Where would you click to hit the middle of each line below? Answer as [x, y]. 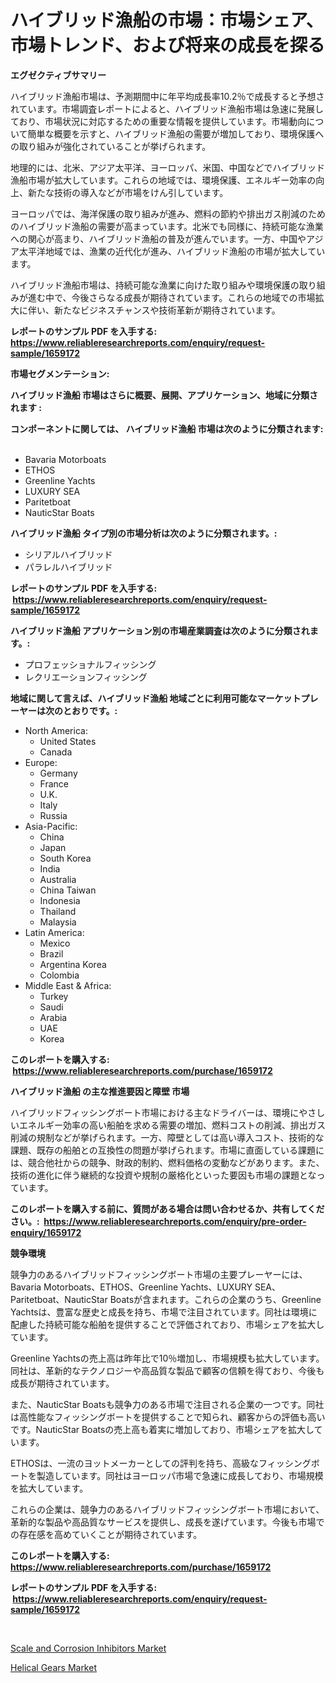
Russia [53, 815]
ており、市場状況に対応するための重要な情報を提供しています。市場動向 [158, 121]
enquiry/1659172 [46, 1232]
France [54, 783]
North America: [56, 730]
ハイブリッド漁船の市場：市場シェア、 [167, 20]
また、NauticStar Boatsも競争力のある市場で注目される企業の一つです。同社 [167, 1404]
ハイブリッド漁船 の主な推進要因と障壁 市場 [100, 1091]
